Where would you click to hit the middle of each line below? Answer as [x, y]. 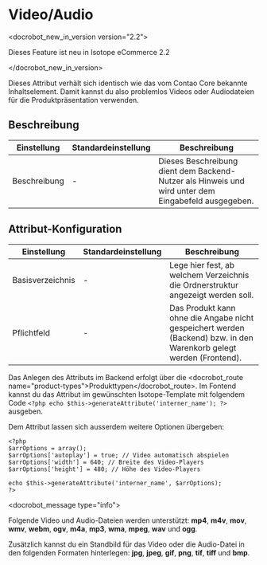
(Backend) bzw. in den [212, 338]
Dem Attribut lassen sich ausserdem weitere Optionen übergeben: [116, 426]
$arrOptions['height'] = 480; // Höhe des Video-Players [104, 469]
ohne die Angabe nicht [212, 318]
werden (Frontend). [206, 358]
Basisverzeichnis [44, 280]
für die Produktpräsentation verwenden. [74, 100]
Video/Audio [51, 15]
